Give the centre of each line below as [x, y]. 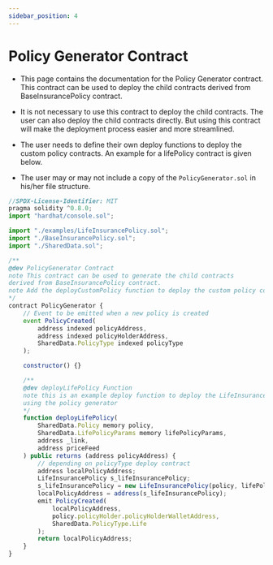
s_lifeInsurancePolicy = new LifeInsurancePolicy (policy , [138, 486]
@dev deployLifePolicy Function [78, 388]
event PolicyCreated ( [59, 321]
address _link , [63, 441]
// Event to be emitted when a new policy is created [116, 313]
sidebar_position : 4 [43, 16]
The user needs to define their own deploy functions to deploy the [131, 144]
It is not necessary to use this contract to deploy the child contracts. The [142, 111]
